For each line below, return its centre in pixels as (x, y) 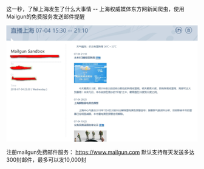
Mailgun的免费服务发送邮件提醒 (46, 16)
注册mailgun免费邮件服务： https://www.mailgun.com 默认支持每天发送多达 (100, 152)
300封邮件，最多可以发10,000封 (46, 160)
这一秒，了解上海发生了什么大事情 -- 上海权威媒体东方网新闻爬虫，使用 (95, 9)
